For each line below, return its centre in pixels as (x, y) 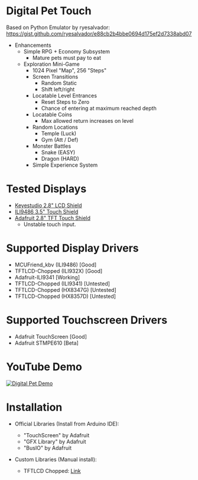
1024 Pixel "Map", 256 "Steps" (69, 70)
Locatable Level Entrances (65, 96)
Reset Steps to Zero (65, 101)
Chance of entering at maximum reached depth (99, 108)
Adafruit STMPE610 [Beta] (46, 343)
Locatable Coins (52, 115)
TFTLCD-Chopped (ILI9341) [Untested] (62, 284)
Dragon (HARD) (60, 158)
